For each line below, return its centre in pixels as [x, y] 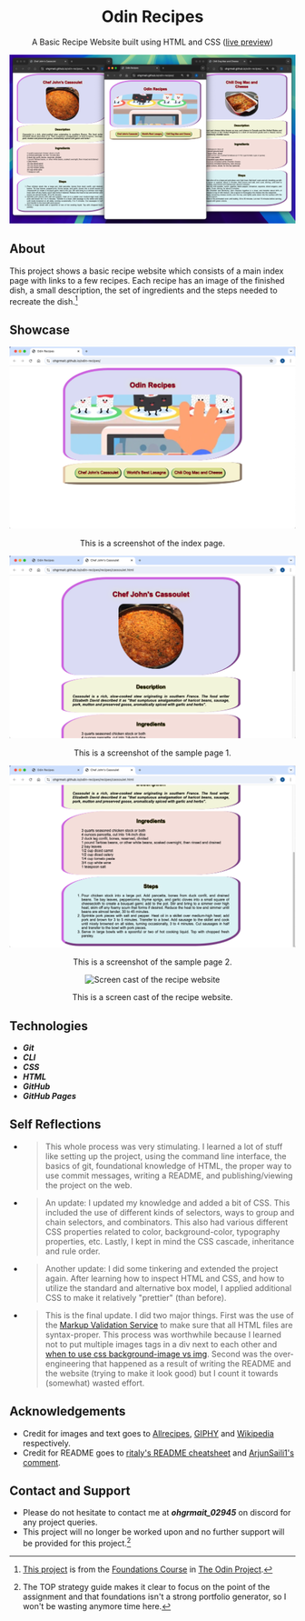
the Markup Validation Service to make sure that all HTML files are [169, 1325]
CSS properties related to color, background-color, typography [162, 1231]
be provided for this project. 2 [77, 1543]
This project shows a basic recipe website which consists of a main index [147, 271]
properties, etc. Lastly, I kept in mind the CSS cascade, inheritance [170, 1241]
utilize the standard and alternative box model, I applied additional [168, 1287]
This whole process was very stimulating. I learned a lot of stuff [164, 1146]
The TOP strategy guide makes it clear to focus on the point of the [146, 1587]
